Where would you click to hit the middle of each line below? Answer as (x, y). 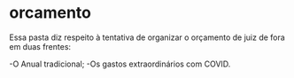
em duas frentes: (40, 46)
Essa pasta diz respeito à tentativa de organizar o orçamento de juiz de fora (147, 37)
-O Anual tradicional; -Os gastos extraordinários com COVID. (120, 64)
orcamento (50, 13)
